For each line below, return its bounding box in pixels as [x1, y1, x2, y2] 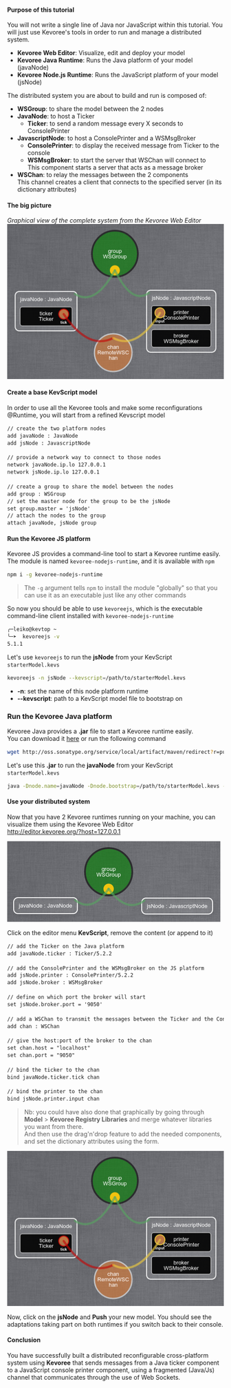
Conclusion [7, 1336, 41, 1344]
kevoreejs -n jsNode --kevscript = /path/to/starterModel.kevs [7, 674, 186, 682]
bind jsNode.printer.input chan [7, 1096, 100, 1103]
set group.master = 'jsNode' [7, 505, 91, 512]
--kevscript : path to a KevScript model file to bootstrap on [16, 694, 183, 702]
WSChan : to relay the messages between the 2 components [16, 171, 189, 179]
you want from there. [23, 1123, 84, 1131]
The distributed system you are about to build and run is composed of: [7, 92, 207, 100]
